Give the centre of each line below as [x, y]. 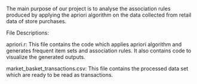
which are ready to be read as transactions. [60, 75]
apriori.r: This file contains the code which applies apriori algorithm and [94, 44]
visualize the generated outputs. [46, 57]
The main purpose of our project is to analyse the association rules [89, 9]
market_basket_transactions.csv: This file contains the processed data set [97, 69]
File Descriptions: [28, 33]
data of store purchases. [36, 21]
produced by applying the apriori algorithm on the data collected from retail [99, 15]
